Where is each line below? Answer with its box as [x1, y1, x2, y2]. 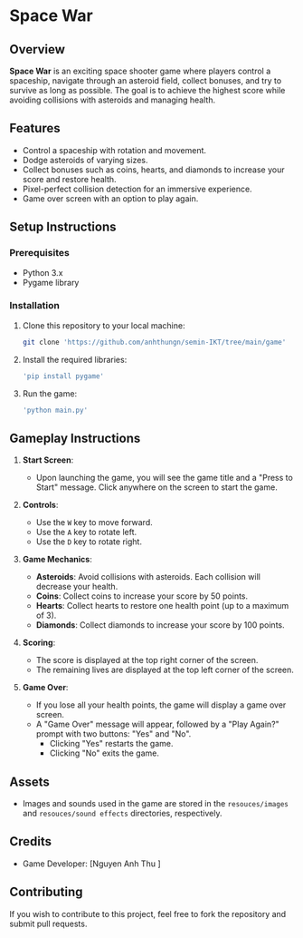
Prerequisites [9, 247, 70, 259]
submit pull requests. [9, 918, 88, 929]
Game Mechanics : [22, 554, 92, 565]
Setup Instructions [9, 220, 117, 235]
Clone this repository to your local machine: [22, 319, 185, 331]
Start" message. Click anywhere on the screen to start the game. [35, 482, 278, 493]
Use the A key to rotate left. [35, 527, 137, 538]
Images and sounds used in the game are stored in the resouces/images [22, 798, 289, 809]
